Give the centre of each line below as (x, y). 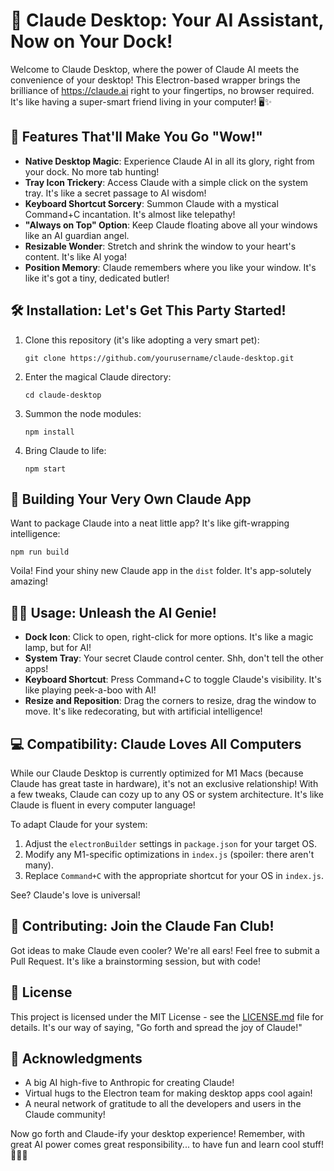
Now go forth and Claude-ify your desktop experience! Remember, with (158, 1134)
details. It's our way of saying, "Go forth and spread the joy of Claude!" (156, 1027)
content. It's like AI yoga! (76, 256)
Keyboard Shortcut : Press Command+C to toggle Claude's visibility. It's (173, 680)
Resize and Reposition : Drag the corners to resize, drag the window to (170, 701)
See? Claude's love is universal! (75, 895)
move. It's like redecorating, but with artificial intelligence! (143, 711)
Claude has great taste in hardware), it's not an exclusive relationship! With (164, 783)
